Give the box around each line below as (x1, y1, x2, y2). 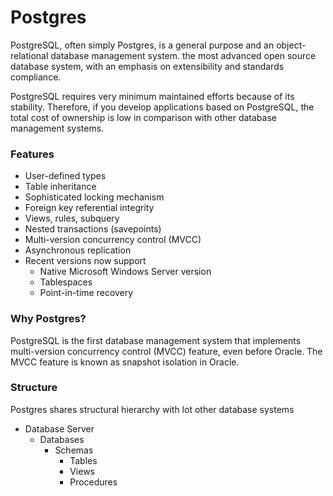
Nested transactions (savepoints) (24, 223, 162, 235)
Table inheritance (24, 181, 97, 193)
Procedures (69, 476, 118, 488)
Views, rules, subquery (24, 212, 120, 225)
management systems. (10, 122, 105, 134)
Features (10, 147, 55, 161)
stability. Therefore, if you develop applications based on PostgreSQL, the (10, 101, 315, 113)
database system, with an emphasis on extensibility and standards (10, 60, 285, 72)
